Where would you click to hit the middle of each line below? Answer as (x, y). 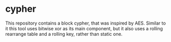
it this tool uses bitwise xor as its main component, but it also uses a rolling (84, 28)
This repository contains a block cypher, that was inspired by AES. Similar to (86, 23)
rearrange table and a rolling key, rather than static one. (64, 34)
